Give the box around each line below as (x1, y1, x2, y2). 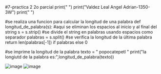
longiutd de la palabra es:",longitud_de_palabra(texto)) (5, 54, 114, 60)
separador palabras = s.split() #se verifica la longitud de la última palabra (5, 34, 152, 40)
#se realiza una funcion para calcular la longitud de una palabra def (5, 19, 141, 24)
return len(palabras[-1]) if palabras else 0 (5, 39, 88, 45)
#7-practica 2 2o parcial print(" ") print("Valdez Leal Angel (5, 4, 122, 10)
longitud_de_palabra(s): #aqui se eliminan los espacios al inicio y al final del (5, 24, 157, 30)
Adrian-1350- (123, 4, 150, 10)
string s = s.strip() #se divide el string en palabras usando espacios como (5, 29, 153, 35)
